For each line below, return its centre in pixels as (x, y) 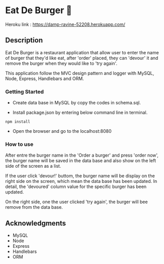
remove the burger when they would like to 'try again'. (61, 63)
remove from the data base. (34, 207)
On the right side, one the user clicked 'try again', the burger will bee (76, 202)
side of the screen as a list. (33, 166)
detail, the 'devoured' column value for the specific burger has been (76, 186)
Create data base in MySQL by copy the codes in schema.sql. (77, 103)
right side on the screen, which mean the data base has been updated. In (81, 181)
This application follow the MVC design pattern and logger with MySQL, (80, 73)
